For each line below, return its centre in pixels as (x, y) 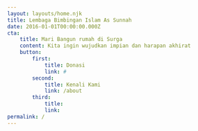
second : (43, 78)
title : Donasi (65, 65)
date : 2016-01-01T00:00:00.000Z (54, 26)
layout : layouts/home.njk (44, 14)
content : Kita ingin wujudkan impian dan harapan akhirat (105, 46)
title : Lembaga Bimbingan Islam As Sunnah (69, 20)
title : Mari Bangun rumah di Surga (71, 40)
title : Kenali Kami (72, 85)
